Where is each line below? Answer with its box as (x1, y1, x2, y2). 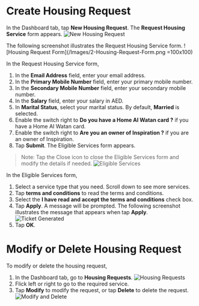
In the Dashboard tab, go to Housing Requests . (14, 274, 133, 281)
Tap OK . (14, 221, 36, 229)
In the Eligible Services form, (6, 171, 78, 178)
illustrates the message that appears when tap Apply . (14, 208, 148, 215)
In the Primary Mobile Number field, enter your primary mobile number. (14, 78, 193, 85)
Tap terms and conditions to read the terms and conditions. (14, 189, 164, 196)
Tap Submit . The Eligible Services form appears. (14, 142, 136, 149)
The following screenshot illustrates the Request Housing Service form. (6, 42, 183, 49)
